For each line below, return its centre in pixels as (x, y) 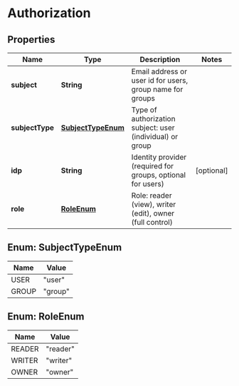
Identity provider (159, 157)
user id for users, (160, 80)
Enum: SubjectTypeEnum (65, 248)
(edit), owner (153, 213)
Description (160, 60)
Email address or (159, 71)
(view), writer (154, 204)
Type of (144, 110)
